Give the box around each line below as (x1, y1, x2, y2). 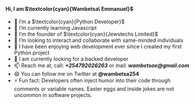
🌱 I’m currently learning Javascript (13, 25, 97, 32)
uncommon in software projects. (13, 92, 92, 99)
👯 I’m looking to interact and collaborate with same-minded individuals (13, 37, 183, 44)
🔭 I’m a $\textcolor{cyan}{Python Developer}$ (13, 18, 125, 25)
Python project (13, 49, 50, 56)
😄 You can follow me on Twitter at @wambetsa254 (13, 71, 140, 78)
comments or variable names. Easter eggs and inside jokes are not (13, 85, 175, 92)
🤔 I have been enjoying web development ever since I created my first (13, 43, 182, 50)
